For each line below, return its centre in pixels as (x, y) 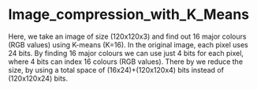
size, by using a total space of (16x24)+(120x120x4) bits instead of (116, 69)
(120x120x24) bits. (38, 78)
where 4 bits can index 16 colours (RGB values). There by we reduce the (125, 62)
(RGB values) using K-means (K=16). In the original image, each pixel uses (128, 44)
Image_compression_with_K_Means (129, 15)
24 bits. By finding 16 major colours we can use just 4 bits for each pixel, (126, 53)
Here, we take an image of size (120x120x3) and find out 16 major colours (127, 36)
